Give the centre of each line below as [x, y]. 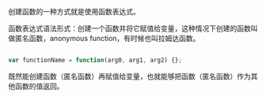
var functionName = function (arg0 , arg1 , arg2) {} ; [95, 60]
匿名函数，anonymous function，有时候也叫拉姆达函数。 [107, 38]
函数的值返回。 [39, 86]
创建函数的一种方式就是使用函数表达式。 [74, 11]
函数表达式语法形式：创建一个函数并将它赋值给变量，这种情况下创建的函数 [129, 28]
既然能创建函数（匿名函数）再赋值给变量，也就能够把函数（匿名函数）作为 [129, 76]
